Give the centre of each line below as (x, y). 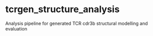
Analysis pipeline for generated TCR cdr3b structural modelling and (76, 23)
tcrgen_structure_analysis (62, 9)
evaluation (16, 28)
